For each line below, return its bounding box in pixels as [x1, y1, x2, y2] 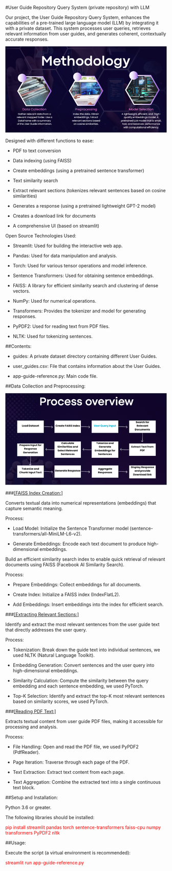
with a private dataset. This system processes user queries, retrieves [5, 25, 151, 31]
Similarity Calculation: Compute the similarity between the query [12, 677, 149, 683]
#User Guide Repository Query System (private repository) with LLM [5, 5, 150, 10]
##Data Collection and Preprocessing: [5, 383, 86, 390]
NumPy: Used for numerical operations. [12, 298, 96, 304]
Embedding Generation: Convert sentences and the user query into [12, 662, 155, 668]
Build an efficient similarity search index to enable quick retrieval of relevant [5, 556, 165, 562]
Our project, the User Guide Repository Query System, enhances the [5, 14, 150, 20]
